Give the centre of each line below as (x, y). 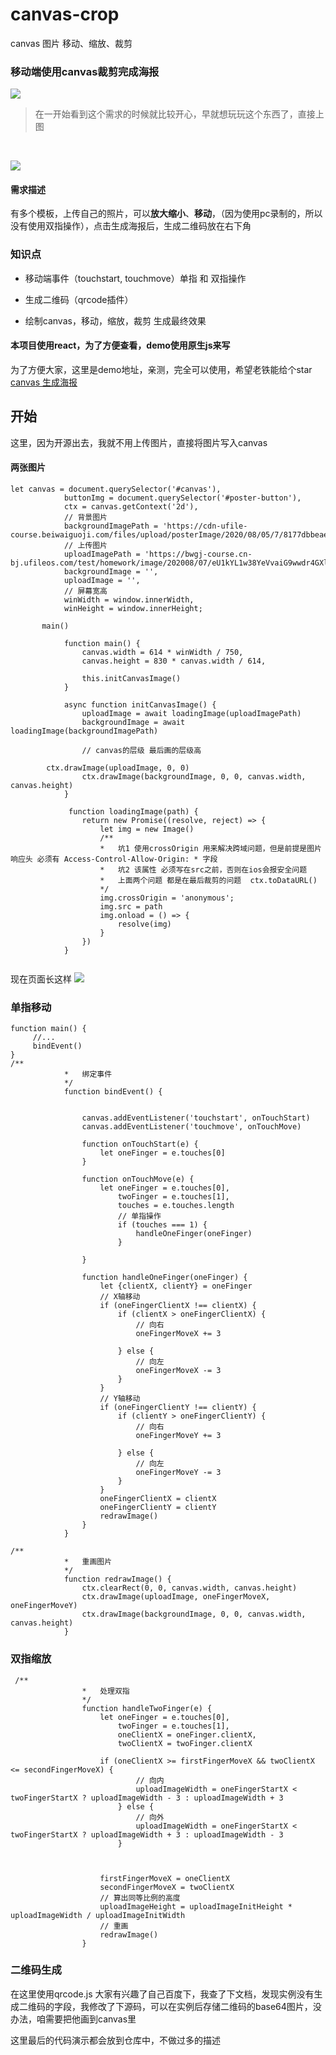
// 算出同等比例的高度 (140, 1898)
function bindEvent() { (113, 1092)
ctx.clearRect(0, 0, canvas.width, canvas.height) (189, 1588)
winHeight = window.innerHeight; (133, 608)
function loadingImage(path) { (133, 811)
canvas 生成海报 (44, 382)
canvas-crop (65, 14)
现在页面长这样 (41, 979)
